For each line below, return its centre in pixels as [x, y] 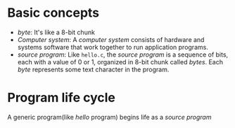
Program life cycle [62, 98]
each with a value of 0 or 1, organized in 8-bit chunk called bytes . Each [120, 62]
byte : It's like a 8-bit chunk [56, 32]
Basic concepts [53, 13]
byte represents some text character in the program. [93, 69]
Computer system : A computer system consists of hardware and [111, 39]
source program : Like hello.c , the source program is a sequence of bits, [123, 55]
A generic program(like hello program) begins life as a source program [109, 117]
